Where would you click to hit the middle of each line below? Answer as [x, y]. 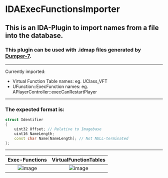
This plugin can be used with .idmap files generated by [73, 49]
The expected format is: [35, 109]
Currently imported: [25, 71]
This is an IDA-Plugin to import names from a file [82, 28]
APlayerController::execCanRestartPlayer [55, 91]
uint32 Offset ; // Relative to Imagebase [58, 129]
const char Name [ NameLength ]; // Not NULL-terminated [71, 138]
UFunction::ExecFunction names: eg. [50, 86]
